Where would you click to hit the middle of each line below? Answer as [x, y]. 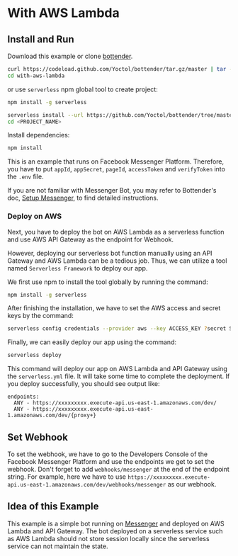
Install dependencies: [39, 135]
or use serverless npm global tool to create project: [83, 89]
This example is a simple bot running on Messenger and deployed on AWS [116, 523]
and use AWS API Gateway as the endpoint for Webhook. [91, 239]
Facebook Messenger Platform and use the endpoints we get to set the [111, 461]
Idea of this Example [53, 507]
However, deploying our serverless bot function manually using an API [110, 253]
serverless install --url [45, 115]
